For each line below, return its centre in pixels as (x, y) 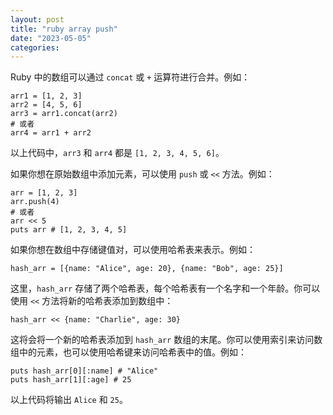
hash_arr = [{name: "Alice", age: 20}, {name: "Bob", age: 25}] (147, 269)
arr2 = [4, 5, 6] (46, 105)
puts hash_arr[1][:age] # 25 (71, 380)
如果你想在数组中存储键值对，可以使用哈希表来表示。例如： (133, 250)
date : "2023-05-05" (51, 38)
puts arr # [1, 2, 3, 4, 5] (69, 230)
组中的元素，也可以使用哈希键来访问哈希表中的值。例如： (128, 352)
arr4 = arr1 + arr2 (51, 133)
